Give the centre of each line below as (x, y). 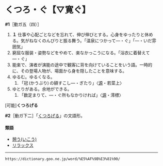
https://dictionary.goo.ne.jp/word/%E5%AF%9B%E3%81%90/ (63, 159)
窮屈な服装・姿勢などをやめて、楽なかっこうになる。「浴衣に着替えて (81, 53)
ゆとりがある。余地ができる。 (42, 89)
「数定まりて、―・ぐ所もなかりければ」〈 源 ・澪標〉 (71, 95)
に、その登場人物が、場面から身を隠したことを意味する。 (69, 71)
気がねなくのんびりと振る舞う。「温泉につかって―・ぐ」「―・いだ (86, 40)
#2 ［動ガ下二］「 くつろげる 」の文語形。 (45, 115)
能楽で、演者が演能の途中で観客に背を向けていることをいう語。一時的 (82, 65)
